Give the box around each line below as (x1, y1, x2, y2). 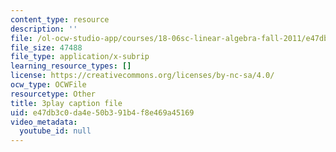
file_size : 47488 (10, 42, 83, 53)
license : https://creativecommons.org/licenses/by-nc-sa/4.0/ (10, 71, 275, 81)
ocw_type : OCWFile (10, 80, 87, 90)
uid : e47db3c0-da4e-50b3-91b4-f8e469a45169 (10, 107, 195, 118)
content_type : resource (10, 14, 110, 25)
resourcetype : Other (10, 89, 97, 99)
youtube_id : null (19, 126, 92, 136)
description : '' (10, 24, 78, 34)
